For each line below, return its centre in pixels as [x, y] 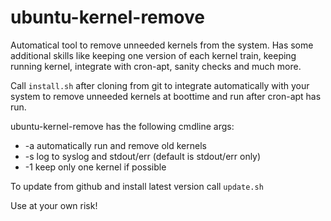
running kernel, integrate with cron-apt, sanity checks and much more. [156, 66]
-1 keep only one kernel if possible [95, 167]
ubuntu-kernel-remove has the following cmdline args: [122, 126]
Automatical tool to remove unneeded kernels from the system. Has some [162, 45]
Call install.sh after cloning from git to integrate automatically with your [160, 85]
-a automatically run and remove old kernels [115, 145]
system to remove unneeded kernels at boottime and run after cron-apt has [166, 96]
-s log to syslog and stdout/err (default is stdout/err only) [143, 156]
